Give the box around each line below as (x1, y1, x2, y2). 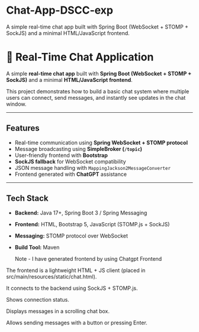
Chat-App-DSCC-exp (6, 4, 114, 17)
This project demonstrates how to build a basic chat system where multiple (6, 87, 190, 95)
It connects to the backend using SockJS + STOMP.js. (6, 284, 138, 292)
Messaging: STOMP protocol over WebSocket (14, 232, 129, 239)
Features (6, 123, 40, 134)
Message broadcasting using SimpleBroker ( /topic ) (14, 145, 143, 152)
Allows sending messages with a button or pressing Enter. (6, 319, 148, 326)
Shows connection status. (6, 296, 70, 303)
